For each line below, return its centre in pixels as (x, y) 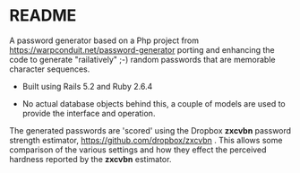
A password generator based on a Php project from (104, 40)
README (43, 16)
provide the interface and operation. (89, 113)
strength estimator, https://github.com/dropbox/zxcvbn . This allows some (146, 140)
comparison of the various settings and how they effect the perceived (138, 150)
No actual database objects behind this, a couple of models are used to (154, 103)
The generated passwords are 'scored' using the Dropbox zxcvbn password (150, 130)
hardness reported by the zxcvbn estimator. (90, 159)
